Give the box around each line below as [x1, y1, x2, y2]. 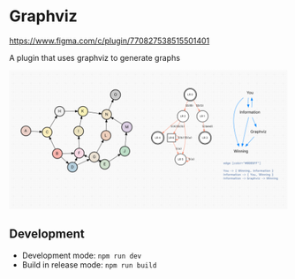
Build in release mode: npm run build [21, 259, 157, 270]
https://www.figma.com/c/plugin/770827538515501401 [9, 35, 210, 46]
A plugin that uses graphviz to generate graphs [9, 52, 181, 63]
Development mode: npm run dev [21, 250, 142, 260]
